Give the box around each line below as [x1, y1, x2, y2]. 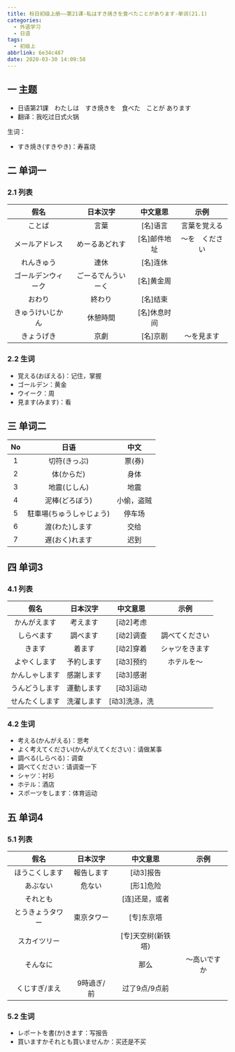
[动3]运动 [115, 683, 147, 693]
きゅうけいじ [13, 308, 57, 318]
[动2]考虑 [115, 618, 147, 628]
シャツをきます [160, 644, 210, 654]
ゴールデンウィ [13, 271, 64, 281]
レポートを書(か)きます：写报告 [17, 1029, 108, 1037]
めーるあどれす [76, 239, 126, 249]
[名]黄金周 [137, 276, 171, 286]
